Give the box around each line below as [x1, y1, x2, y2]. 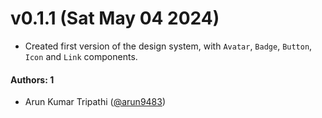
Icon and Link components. [24, 50, 138, 62]
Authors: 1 [10, 73, 55, 86]
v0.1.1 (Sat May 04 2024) [10, 7, 220, 30]
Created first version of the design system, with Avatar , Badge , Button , [24, 40, 313, 52]
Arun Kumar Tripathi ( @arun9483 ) [24, 96, 167, 108]
